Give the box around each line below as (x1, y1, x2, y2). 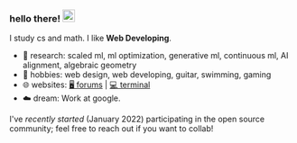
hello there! (9, 12, 61, 24)
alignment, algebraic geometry (22, 59, 137, 71)
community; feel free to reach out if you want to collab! (9, 123, 214, 134)
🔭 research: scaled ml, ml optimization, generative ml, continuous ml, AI (22, 50, 289, 61)
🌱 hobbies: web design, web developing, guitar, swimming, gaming (22, 69, 272, 80)
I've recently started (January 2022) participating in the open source (9, 113, 265, 125)
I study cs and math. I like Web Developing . (9, 32, 172, 44)
